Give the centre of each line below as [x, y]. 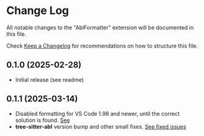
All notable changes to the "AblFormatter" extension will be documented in [100, 27]
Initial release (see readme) [49, 79]
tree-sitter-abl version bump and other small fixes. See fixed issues [100, 126]
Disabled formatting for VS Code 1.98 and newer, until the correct [97, 113]
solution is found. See [42, 120]
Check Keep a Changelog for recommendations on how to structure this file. [102, 46]
